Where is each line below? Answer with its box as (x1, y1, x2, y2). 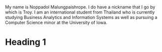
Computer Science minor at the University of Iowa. (5, 19, 108, 25)
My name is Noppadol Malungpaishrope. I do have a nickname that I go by (5, 4, 156, 10)
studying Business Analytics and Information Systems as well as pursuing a (5, 15, 158, 20)
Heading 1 (5, 36, 47, 48)
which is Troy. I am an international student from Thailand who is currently (5, 9, 155, 15)
